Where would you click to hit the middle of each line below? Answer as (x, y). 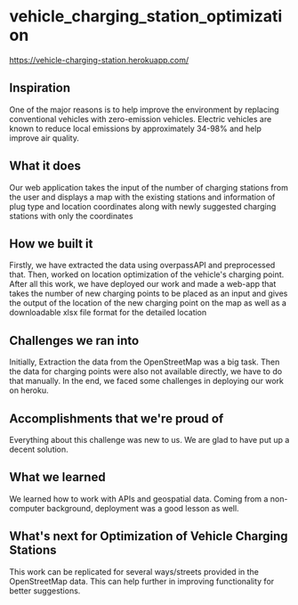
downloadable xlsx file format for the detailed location (108, 313)
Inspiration (40, 88)
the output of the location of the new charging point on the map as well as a (148, 303)
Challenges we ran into (74, 340)
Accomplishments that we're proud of (117, 418)
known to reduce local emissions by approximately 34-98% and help (136, 128)
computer (27, 508)
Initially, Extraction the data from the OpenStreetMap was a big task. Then (145, 362)
